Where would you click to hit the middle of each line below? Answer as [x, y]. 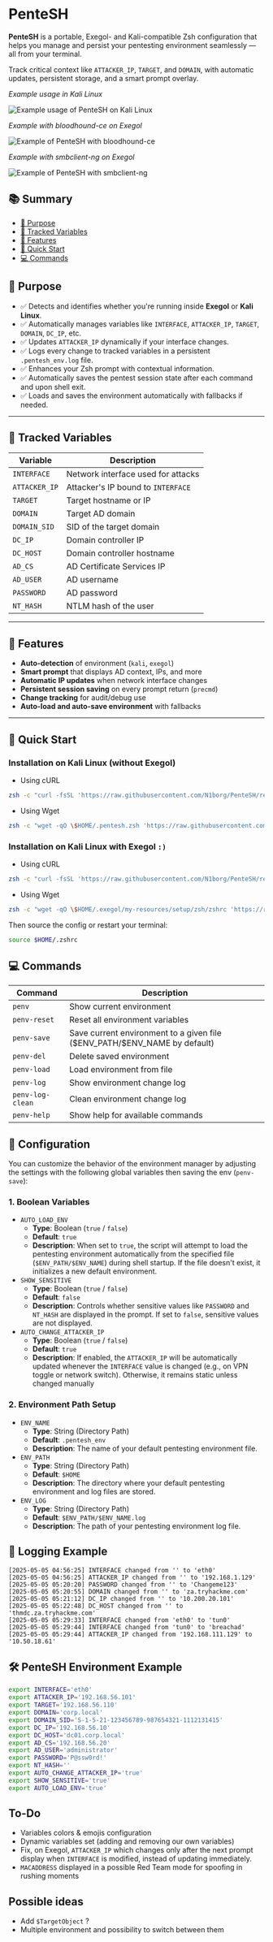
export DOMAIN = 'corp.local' [56, 1713]
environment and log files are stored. [94, 1491]
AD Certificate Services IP [116, 567]
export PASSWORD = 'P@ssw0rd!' [58, 1758]
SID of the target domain [113, 527]
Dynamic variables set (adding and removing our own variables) [127, 1841]
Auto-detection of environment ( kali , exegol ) [97, 664]
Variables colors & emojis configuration [86, 1833]
